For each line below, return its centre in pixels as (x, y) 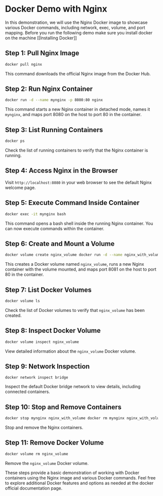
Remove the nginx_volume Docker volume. (47, 463)
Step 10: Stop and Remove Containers (63, 407)
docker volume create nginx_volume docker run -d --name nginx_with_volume (83, 255)
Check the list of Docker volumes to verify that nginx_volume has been (75, 310)
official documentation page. (34, 488)
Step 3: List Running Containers (54, 130)
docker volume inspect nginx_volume (42, 342)
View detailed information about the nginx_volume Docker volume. (71, 351)
